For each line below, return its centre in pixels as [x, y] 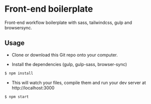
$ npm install [19, 73]
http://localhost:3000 [33, 88]
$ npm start [17, 97]
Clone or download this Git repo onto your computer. [65, 55]
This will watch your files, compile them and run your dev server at [79, 83]
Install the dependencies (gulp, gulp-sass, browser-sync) [69, 64]
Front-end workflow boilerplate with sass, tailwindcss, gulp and [68, 22]
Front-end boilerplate [49, 9]
